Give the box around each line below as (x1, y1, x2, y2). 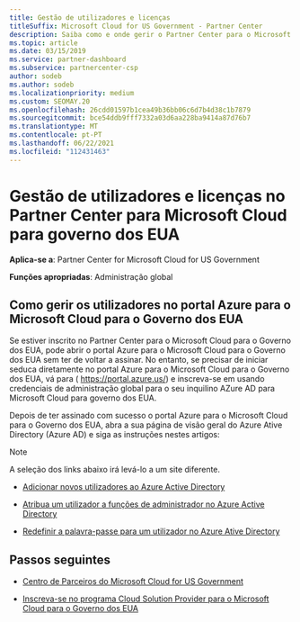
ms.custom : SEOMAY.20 (9, 96, 91, 106)
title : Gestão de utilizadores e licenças (9, 13, 171, 23)
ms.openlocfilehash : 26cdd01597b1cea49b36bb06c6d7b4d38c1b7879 (9, 105, 251, 114)
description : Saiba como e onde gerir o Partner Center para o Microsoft (9, 30, 292, 39)
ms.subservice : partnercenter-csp (9, 64, 139, 73)
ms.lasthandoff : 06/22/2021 (9, 139, 115, 148)
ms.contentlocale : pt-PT (9, 131, 102, 140)
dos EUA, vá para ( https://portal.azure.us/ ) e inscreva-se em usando (9, 374, 265, 384)
